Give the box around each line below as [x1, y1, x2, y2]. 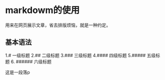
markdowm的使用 [5, 4, 80, 16]
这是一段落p [5, 69, 30, 75]
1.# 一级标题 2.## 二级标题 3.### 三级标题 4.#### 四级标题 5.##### [5, 52, 146, 58]
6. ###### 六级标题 [11, 58, 52, 64]
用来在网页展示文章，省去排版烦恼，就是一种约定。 [5, 22, 111, 28]
